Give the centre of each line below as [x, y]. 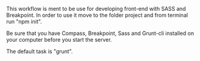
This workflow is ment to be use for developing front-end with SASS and [96, 9]
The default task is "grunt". [40, 51]
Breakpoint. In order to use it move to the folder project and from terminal [97, 15]
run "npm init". [24, 21]
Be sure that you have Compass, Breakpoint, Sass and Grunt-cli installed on [100, 33]
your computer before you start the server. [59, 40]
